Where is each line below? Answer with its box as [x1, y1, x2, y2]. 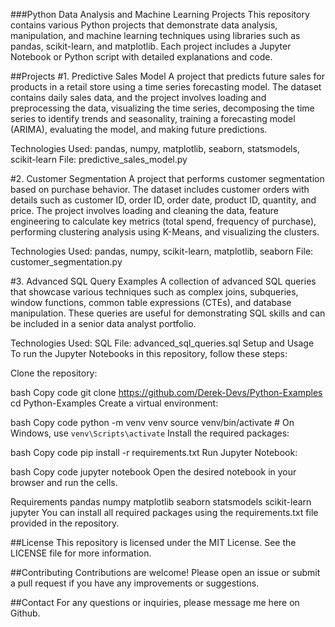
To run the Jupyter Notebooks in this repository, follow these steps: [10, 348, 288, 359]
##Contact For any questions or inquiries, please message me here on [10, 597, 300, 608]
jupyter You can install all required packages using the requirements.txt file [10, 507, 319, 518]
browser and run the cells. [10, 477, 118, 488]
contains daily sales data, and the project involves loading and [10, 92, 267, 103]
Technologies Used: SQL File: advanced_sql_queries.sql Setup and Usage [10, 337, 315, 349]
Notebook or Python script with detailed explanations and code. [10, 51, 273, 63]
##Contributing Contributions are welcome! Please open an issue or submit [10, 567, 321, 578]
